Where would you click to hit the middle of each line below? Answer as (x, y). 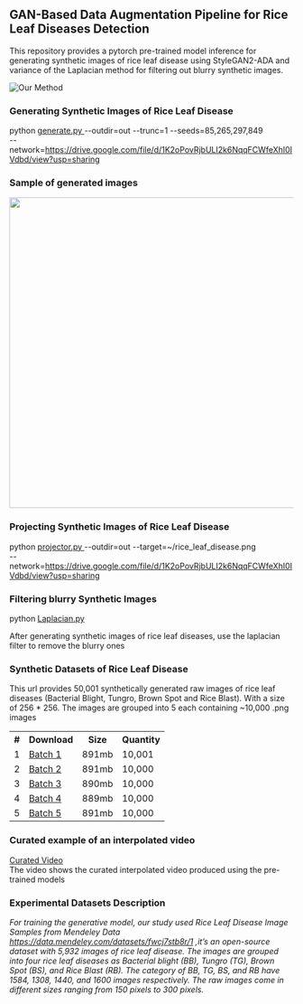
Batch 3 (45, 783)
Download (51, 740)
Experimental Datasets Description (87, 903)
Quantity (141, 740)
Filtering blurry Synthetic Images (83, 598)
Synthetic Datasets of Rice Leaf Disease (99, 669)
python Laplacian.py (47, 619)
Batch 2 (45, 769)
